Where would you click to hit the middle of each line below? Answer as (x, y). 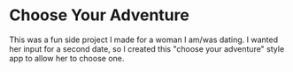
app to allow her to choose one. (67, 58)
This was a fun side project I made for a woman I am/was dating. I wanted (144, 40)
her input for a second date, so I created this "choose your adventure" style (147, 48)
